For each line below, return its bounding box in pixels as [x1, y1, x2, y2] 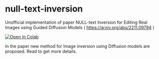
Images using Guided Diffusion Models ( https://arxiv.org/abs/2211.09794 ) [5, 24, 155, 30]
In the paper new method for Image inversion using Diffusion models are [5, 43, 150, 49]
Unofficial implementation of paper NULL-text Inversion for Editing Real [5, 19, 147, 25]
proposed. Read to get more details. [5, 48, 77, 54]
